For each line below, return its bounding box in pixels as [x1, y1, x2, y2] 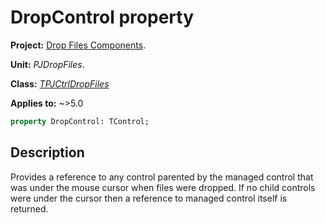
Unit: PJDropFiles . [10, 58, 85, 70]
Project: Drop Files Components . [10, 39, 147, 51]
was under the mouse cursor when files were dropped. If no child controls [10, 181, 316, 193]
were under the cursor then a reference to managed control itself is [10, 192, 288, 204]
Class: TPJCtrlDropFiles [10, 77, 110, 90]
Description [10, 144, 85, 161]
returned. [10, 202, 49, 215]
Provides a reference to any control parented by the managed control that [10, 171, 314, 183]
